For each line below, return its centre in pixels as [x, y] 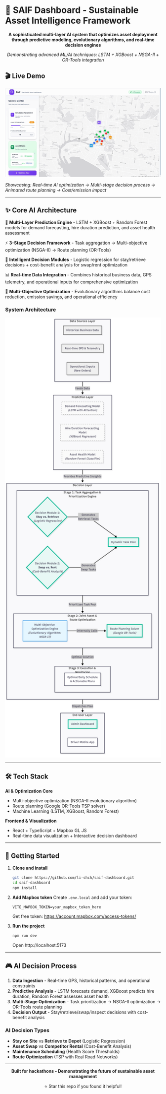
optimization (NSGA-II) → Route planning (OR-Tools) [58, 250]
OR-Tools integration [83, 60]
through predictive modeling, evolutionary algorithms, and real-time [83, 40]
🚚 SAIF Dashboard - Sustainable [72, 10]
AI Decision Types [27, 1030]
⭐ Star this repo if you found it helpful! [83, 1087]
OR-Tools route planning [37, 1007]
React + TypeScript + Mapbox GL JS [49, 830]
